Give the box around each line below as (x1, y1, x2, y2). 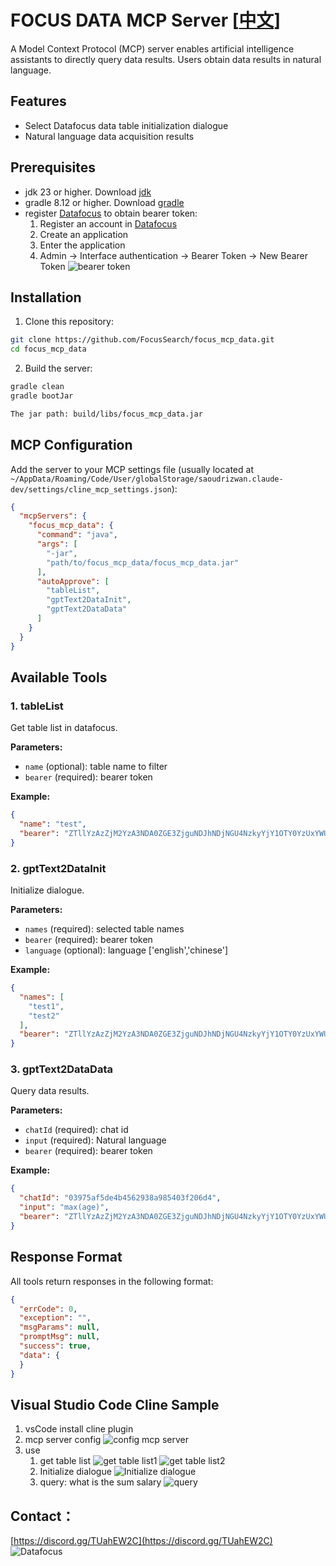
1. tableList (10, 699, 64, 713)
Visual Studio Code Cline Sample (10, 1396, 220, 1413)
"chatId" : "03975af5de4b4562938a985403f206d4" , (19, 1193, 222, 1203)
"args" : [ (36, 539, 78, 550)
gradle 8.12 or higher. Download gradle (24, 196, 185, 208)
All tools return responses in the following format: (10, 1275, 214, 1287)
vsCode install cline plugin (24, 1423, 134, 1435)
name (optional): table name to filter (24, 761, 168, 773)
